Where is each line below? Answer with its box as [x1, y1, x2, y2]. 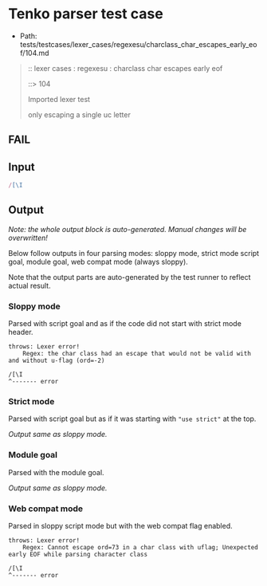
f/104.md [19, 48, 49, 57]
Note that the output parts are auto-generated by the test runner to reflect [8, 272, 251, 281]
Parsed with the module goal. [8, 467, 105, 477]
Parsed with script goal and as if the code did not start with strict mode [8, 319, 241, 328]
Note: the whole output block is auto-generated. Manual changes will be [8, 224, 247, 234]
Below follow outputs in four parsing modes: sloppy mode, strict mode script [8, 248, 260, 258]
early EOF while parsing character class [8, 551, 148, 559]
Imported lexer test [27, 94, 90, 104]
